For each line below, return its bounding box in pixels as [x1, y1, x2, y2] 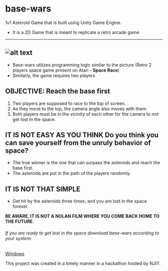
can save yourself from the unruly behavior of [5, 138, 151, 147]
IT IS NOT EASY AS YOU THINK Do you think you [5, 131, 159, 139]
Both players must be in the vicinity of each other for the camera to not [12, 111, 159, 117]
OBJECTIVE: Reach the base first [5, 87, 110, 96]
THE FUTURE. [5, 218, 34, 224]
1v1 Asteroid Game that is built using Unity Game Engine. [5, 20, 121, 26]
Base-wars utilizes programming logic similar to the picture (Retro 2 [12, 62, 152, 68]
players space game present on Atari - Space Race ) [12, 67, 120, 73]
